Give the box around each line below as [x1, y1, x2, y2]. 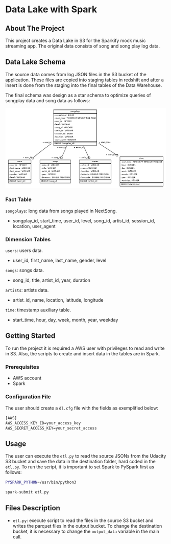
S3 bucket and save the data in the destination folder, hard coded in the [5, 459, 156, 465]
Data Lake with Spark [5, 4, 97, 15]
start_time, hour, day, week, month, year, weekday [12, 317, 118, 323]
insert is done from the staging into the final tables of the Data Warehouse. [5, 82, 162, 88]
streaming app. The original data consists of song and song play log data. [5, 43, 160, 49]
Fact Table [5, 196, 32, 203]
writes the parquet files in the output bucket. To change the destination [12, 523, 162, 529]
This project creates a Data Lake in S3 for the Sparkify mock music [5, 37, 146, 43]
